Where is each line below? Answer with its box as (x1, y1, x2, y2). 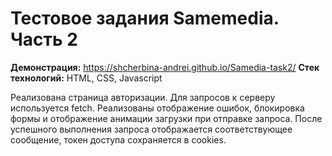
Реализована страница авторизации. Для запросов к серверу (10, 91, 276, 103)
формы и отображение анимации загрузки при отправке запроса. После (10, 112, 323, 124)
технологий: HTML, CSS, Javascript (10, 72, 163, 84)
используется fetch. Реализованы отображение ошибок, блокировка (10, 102, 305, 114)
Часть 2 (10, 28, 78, 51)
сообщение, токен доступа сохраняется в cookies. (10, 133, 227, 146)
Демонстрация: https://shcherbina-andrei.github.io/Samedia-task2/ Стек (10, 61, 320, 73)
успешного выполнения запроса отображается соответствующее (10, 123, 293, 135)
